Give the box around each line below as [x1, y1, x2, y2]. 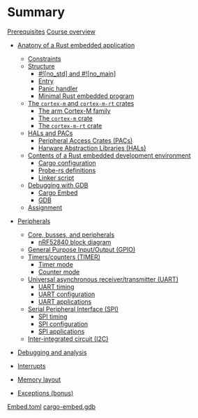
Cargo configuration [38, 158, 96, 167]
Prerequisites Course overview [7, 27, 96, 36]
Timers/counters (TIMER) [27, 253, 101, 261]
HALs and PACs [27, 129, 73, 137]
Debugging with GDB [27, 181, 89, 189]
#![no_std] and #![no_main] [38, 69, 116, 78]
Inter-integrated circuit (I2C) [27, 334, 109, 343]
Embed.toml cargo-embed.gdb [7, 402, 96, 410]
